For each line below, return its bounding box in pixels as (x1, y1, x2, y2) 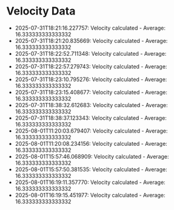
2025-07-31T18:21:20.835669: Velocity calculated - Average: (15, 37, 168, 44)
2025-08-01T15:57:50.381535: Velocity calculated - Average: (15, 165, 168, 173)
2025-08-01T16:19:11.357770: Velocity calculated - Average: (15, 179, 166, 186)
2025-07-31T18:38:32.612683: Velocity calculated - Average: (15, 101, 168, 108)
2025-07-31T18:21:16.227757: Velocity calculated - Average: (15, 24, 166, 31)
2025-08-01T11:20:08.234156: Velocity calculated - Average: (15, 140, 168, 147)
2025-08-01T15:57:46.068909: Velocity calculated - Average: (15, 153, 169, 160)
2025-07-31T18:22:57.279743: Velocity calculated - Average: (15, 62, 167, 70)
